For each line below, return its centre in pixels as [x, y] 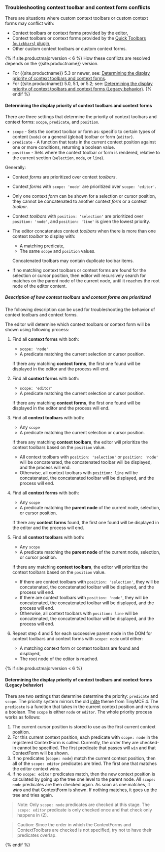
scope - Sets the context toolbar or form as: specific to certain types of [84, 131]
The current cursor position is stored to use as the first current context [84, 726]
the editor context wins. [36, 768]
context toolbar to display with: [44, 236]
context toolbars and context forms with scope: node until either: [78, 639]
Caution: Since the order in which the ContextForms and [74, 824]
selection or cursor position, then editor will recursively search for [79, 275]
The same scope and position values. [58, 251]
